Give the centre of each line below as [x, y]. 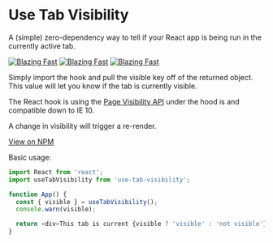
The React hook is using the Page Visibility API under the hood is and [124, 101]
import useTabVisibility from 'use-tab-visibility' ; [100, 180]
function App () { [38, 194]
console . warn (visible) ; [56, 209]
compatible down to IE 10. [52, 110]
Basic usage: [30, 157]
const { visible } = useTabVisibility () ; [87, 202]
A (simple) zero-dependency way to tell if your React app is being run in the [135, 37]
